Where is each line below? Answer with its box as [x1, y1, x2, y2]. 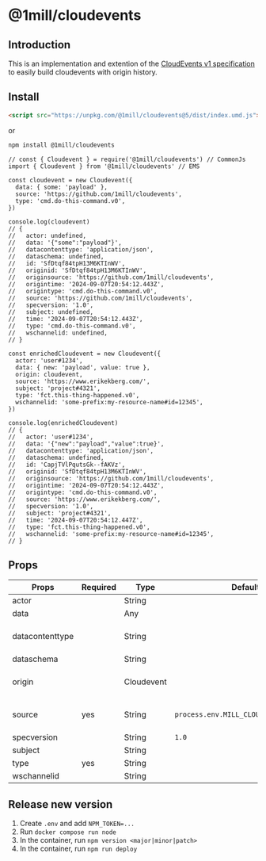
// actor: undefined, [8, 232, 87, 239]
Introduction [8, 38, 71, 52]
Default [230, 582, 260, 593]
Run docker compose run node [19, 827, 116, 836]
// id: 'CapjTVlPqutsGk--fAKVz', [8, 461, 126, 469]
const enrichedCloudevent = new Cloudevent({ [8, 350, 161, 358]
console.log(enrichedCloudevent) [8, 419, 119, 427]
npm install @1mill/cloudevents [8, 141, 115, 149]
